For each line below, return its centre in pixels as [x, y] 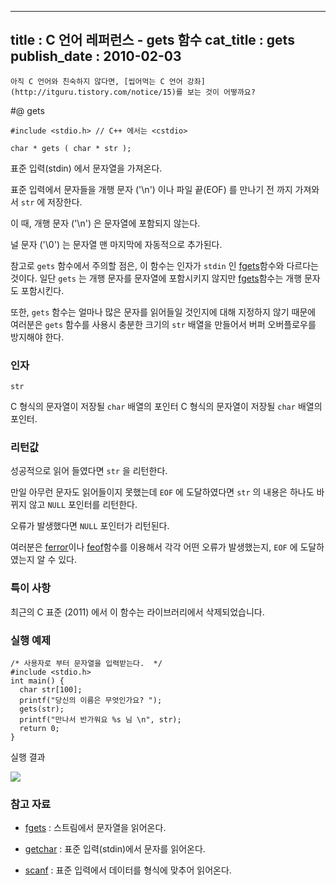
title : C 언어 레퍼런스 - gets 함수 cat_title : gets [152, 40]
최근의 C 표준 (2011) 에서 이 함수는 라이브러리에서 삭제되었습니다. [137, 612]
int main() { [37, 681]
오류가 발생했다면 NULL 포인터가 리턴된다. [90, 526]
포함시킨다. [42, 290]
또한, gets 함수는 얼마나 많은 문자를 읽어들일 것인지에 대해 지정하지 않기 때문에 [163, 312]
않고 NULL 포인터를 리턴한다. [83, 505]
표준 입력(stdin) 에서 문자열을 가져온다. [86, 168]
